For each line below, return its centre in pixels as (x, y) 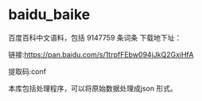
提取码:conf (27, 71)
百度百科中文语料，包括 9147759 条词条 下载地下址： (95, 37)
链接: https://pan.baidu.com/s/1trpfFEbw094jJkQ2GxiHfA (101, 54)
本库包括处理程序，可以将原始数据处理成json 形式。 (93, 88)
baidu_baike (49, 15)
